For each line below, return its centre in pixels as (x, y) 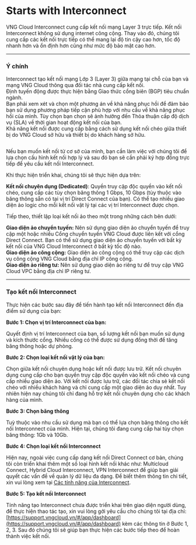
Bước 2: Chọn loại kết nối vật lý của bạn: (55, 357)
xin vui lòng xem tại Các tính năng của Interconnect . (69, 482)
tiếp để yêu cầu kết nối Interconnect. (50, 164)
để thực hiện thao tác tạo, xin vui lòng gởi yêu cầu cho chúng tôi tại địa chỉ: (96, 511)
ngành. (15, 98)
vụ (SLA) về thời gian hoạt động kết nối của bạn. (64, 123)
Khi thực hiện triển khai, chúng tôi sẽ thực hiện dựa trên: (73, 175)
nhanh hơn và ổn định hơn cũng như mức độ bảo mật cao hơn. (81, 46)
